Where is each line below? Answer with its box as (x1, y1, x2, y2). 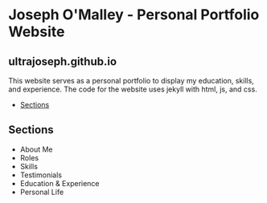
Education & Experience (19, 178, 100, 188)
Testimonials (19, 170, 63, 180)
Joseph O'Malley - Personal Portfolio (8, 6, 260, 24)
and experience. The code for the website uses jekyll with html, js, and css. (8, 84, 257, 94)
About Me (19, 144, 54, 154)
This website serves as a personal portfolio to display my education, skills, (8, 76, 255, 85)
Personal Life (19, 187, 64, 197)
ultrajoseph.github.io (8, 55, 117, 68)
